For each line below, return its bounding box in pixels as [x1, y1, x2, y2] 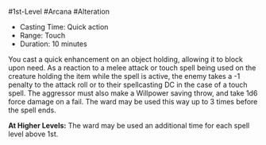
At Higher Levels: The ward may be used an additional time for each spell [8, 121, 250, 130]
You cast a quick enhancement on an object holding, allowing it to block [8, 55, 244, 64]
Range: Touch [19, 31, 66, 40]
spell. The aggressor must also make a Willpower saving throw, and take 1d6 [8, 88, 258, 98]
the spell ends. [8, 105, 57, 115]
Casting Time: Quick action [19, 22, 109, 31]
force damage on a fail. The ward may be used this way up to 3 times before [8, 97, 258, 106]
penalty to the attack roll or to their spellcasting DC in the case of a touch [8, 80, 248, 89]
